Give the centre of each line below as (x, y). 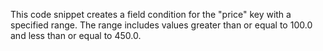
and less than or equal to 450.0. (76, 35)
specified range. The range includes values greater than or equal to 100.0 (161, 25)
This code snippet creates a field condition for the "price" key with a (151, 14)
